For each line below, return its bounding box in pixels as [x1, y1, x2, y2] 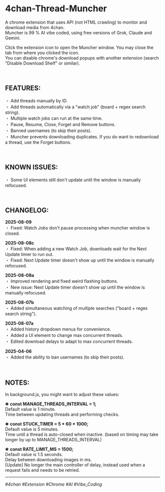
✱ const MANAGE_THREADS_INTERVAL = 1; [5, 401, 97, 407]
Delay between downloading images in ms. [5, 457, 92, 463]
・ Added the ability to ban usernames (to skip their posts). [5, 354, 125, 360]
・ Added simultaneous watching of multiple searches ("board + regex [5, 305, 148, 311]
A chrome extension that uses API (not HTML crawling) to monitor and [5, 19, 147, 25]
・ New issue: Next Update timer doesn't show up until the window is [5, 284, 145, 291]
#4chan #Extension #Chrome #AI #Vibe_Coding [5, 481, 102, 488]
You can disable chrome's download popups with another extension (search [5, 55, 159, 61]
